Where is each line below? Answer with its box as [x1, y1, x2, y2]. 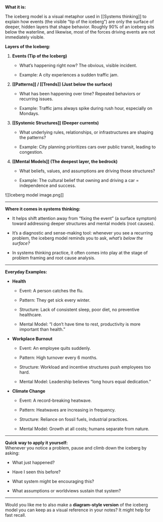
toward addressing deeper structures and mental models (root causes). [12, 221, 155, 226]
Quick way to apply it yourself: [5, 440, 68, 446]
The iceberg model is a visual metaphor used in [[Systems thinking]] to [5, 14, 147, 19]
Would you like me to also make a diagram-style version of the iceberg [5, 502, 148, 507]
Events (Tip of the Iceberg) [12, 53, 67, 59]
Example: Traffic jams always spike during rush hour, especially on [19, 106, 153, 111]
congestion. [19, 149, 44, 155]
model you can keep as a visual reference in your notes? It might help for [5, 507, 151, 513]
